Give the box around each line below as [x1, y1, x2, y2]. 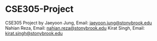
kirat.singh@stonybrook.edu [5, 30, 63, 36]
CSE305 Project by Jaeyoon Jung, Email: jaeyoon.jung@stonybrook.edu [5, 20, 152, 26]
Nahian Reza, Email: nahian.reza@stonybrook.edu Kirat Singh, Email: [5, 25, 145, 31]
